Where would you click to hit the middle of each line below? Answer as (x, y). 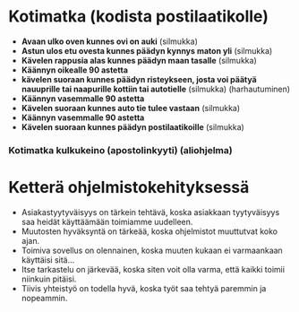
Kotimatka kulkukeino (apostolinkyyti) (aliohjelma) (121, 150)
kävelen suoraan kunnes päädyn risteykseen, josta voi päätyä (139, 79)
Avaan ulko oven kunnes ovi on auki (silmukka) (109, 41)
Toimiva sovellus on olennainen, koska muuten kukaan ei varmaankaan (152, 250)
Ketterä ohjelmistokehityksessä (129, 188)
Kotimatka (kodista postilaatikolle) (139, 17)
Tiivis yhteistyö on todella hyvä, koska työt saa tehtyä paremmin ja (144, 288)
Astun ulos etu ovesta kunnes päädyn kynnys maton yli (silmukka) (147, 50)
